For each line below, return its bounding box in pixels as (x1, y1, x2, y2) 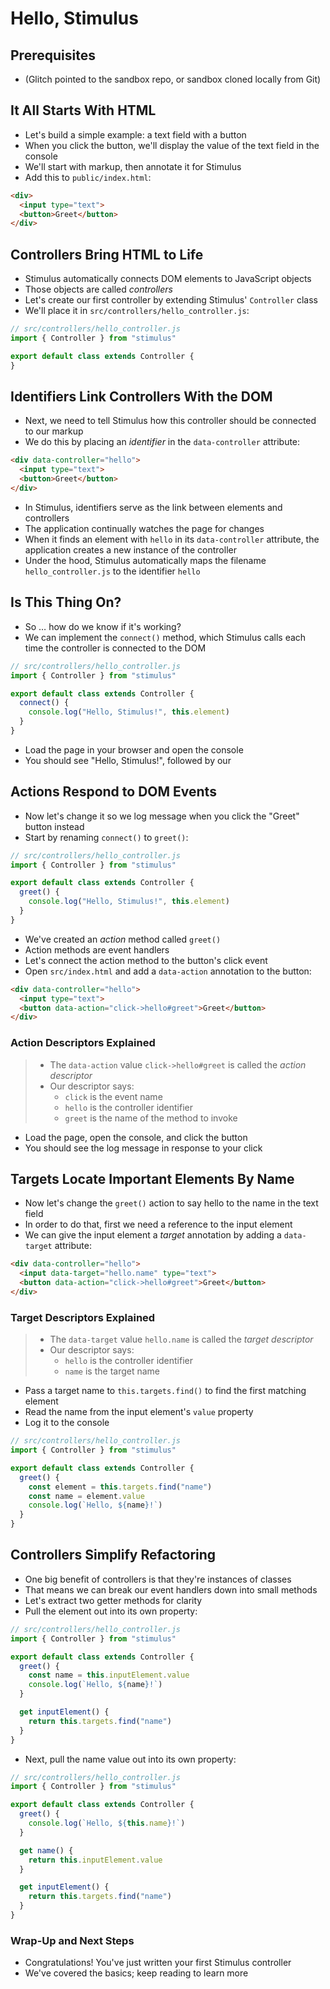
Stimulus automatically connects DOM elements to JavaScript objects (24, 273, 312, 285)
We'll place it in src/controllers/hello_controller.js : (24, 305, 250, 317)
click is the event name (64, 1090, 163, 1102)
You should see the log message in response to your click (24, 1142, 263, 1154)
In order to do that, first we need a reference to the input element (24, 1218, 293, 1231)
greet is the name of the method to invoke (64, 1112, 238, 1124)
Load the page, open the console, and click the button (24, 1131, 248, 1143)
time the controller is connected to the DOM (24, 642, 207, 654)
